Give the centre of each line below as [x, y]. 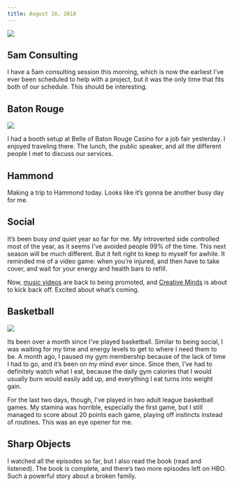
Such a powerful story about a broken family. [72, 476]
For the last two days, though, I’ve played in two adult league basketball [110, 400]
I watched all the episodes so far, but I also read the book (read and [104, 461]
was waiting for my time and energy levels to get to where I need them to [112, 349]
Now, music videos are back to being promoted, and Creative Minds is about [117, 282]
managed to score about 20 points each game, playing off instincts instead [115, 414]
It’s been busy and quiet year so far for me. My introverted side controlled [114, 239]
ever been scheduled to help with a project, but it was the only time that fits [116, 79]
